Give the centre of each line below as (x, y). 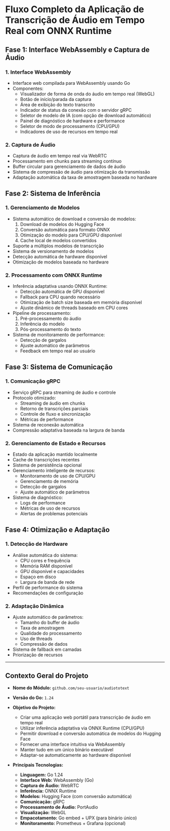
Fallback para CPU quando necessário (60, 297)
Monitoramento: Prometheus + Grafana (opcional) (73, 823)
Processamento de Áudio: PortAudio (59, 807)
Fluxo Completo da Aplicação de (75, 9)
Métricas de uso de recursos (50, 508)
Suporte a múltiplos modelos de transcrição (58, 246)
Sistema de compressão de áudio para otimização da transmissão (81, 172)
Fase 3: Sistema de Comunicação (59, 367)
